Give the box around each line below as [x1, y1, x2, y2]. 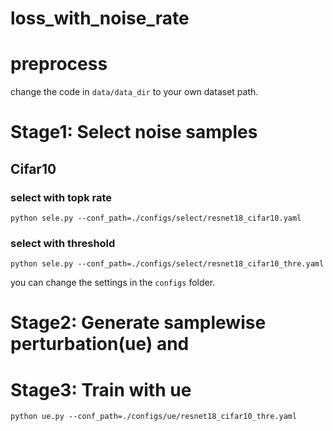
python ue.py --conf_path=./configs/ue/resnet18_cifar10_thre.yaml [10, 412, 298, 422]
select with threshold [10, 236, 116, 250]
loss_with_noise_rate [10, 7, 190, 30]
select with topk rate [10, 190, 113, 204]
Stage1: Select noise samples [10, 121, 258, 144]
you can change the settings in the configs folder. [10, 277, 216, 289]
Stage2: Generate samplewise [10, 312, 267, 334]
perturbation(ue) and [10, 333, 190, 356]
